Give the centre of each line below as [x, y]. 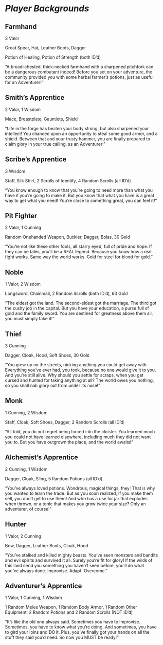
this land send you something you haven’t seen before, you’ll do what [75, 565]
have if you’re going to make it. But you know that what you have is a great [80, 195]
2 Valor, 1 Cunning [23, 227]
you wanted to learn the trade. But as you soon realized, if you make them [79, 493]
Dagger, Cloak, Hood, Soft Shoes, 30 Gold [47, 356]
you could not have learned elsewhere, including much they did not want [78, 437]
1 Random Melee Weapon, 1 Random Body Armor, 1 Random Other [71, 607]
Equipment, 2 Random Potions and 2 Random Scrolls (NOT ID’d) [69, 612]
